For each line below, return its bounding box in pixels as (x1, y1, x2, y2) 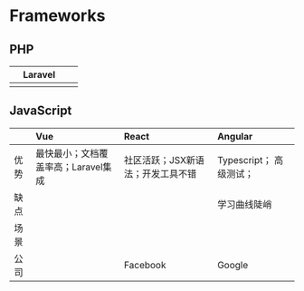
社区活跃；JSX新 (123, 153, 196, 166)
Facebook (123, 258, 166, 271)
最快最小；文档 (35, 147, 100, 160)
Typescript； (216, 153, 272, 166)
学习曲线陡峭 (216, 198, 272, 210)
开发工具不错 (141, 167, 197, 179)
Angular (216, 130, 253, 142)
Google (216, 258, 249, 271)
